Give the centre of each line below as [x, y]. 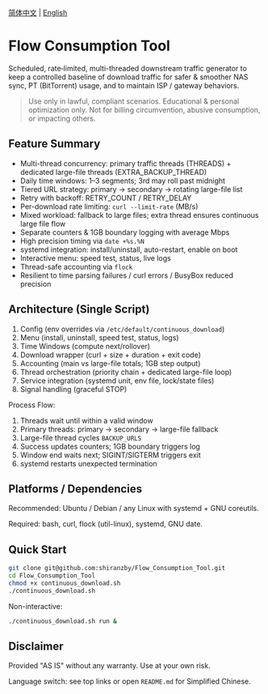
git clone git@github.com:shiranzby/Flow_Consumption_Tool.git [117, 568]
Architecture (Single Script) [79, 310]
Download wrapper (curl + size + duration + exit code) [111, 355]
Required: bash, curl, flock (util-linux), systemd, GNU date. [106, 524]
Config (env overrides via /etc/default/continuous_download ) [122, 329]
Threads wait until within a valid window [86, 420]
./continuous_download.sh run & [63, 621]
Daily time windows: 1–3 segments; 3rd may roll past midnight [123, 181]
